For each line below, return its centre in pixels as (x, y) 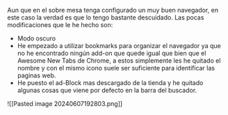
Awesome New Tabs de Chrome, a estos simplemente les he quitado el (119, 61)
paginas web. (36, 75)
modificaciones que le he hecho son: (60, 25)
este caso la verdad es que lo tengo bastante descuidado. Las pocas (106, 17)
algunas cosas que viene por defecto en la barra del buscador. (107, 90)
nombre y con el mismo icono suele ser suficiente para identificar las (116, 68)
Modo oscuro (36, 38)
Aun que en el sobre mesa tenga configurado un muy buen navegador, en (113, 10)
